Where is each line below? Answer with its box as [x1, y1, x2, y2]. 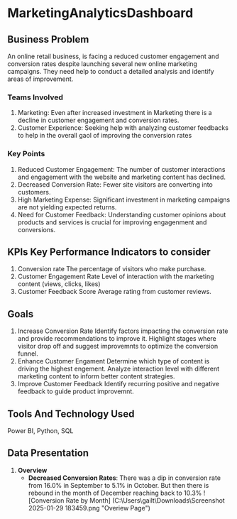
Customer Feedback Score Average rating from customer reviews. [17, 288, 211, 296]
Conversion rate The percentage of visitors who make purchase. [17, 265, 206, 273]
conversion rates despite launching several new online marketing [7, 60, 197, 68]
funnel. [17, 349, 39, 358]
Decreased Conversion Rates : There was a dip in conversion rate [28, 474, 221, 482]
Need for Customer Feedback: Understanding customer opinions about [17, 210, 226, 219]
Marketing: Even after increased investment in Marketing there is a [17, 109, 212, 117]
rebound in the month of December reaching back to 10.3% [28, 488, 202, 497]
